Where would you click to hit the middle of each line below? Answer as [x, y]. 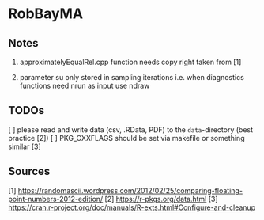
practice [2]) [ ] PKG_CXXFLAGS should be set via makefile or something [126, 138]
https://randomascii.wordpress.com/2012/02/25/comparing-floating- [130, 190]
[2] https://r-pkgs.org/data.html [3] [162, 199]
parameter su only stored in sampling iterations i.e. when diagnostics [132, 77]
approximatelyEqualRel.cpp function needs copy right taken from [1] [130, 62]
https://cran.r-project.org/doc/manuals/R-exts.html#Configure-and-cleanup [132, 207]
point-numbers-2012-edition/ [56, 199]
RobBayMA [46, 14]
